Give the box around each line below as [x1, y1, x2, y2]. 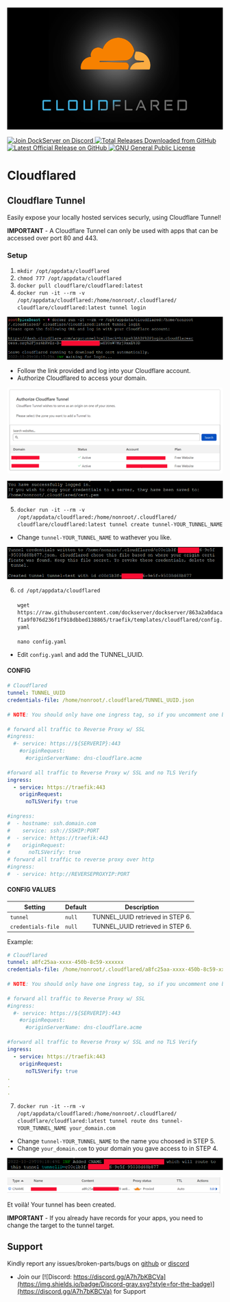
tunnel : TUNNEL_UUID [7, 690, 66, 697]
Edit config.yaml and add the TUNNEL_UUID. [16, 651, 144, 659]
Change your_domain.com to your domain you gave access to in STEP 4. [16, 1145, 218, 1153]
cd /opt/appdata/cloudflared [16, 587, 101, 594]
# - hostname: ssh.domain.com [7, 820, 97, 827]
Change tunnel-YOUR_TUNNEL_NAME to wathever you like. [16, 533, 172, 541]
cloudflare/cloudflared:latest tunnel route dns [16, 1118, 159, 1125]
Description [125, 903, 159, 911]
